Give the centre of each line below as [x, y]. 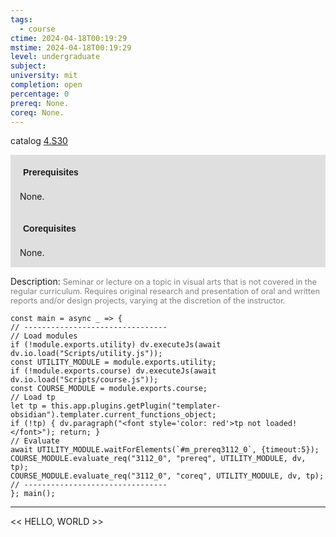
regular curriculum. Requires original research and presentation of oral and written [165, 291]
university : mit [44, 76]
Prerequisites [51, 172]
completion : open [46, 85]
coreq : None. [37, 112]
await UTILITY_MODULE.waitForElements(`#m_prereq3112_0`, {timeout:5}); [165, 450]
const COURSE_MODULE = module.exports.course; [109, 389]
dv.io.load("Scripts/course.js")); [84, 380]
